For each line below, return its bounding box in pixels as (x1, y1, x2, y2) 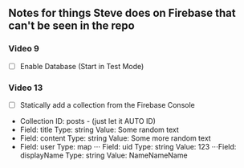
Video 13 (8, 82, 43, 93)
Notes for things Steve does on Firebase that (8, 6, 236, 20)
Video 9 (8, 43, 40, 55)
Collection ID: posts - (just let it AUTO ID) (19, 117, 157, 126)
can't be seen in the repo (8, 19, 135, 33)
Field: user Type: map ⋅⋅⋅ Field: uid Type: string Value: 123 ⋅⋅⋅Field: (19, 142, 237, 152)
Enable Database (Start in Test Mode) (19, 61, 144, 71)
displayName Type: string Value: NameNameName (19, 150, 188, 160)
